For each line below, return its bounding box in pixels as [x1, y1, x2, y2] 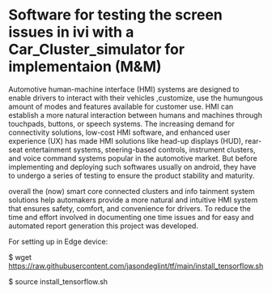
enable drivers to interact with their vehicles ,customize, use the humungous [8, 93, 263, 102]
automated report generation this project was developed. [8, 221, 198, 231]
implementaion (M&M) [8, 58, 162, 76]
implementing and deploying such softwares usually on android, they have [8, 162, 257, 171]
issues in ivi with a [8, 23, 134, 41]
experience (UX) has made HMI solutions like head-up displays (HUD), [8, 136, 244, 145]
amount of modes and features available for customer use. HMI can [8, 102, 234, 111]
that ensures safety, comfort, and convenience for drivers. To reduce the [8, 203, 251, 213]
